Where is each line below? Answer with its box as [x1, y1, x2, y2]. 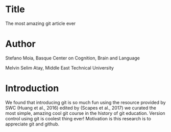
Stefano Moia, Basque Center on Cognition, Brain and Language [5, 55, 140, 61]
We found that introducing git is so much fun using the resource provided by [5, 99, 166, 105]
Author [5, 38, 36, 50]
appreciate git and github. [5, 121, 60, 127]
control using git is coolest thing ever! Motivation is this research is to [5, 115, 152, 121]
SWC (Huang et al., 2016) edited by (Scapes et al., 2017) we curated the [5, 105, 157, 111]
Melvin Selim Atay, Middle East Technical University [5, 64, 114, 71]
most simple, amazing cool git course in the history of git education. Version [5, 110, 165, 116]
